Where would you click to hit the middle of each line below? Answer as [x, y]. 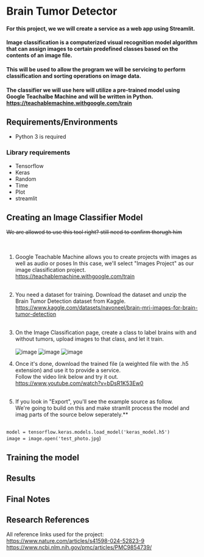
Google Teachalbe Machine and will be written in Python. [80, 96]
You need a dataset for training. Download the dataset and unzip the [101, 295]
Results [21, 479]
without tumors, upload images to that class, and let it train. [90, 339]
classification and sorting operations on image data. [74, 76]
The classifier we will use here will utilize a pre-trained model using [93, 90]
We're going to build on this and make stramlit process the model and [102, 408]
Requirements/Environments [62, 122]
